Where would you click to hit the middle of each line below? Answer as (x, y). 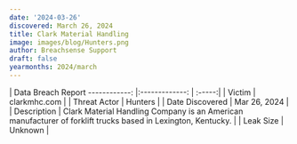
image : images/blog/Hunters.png (69, 42)
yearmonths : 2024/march (53, 68)
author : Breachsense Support (63, 51)
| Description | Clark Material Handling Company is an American (126, 111)
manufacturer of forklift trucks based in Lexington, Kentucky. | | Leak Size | (147, 120)
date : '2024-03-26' (45, 17)
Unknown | (29, 130)
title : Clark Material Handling (69, 34)
